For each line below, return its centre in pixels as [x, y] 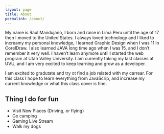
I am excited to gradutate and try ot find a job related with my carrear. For [79, 73]
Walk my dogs [26, 126]
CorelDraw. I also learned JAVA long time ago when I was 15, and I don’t [77, 48]
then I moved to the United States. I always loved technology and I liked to [80, 38]
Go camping [24, 116]
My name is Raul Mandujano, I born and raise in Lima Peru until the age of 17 [82, 33]
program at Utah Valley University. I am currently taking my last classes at [79, 59]
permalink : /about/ [25, 19]
